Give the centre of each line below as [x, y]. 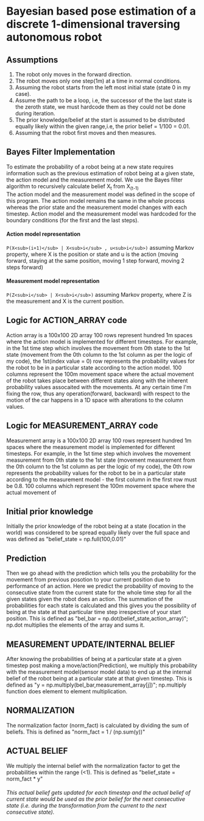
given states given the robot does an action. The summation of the [90, 599]
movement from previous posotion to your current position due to [88, 580]
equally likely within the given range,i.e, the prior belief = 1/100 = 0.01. [103, 126]
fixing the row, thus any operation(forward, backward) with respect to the [98, 393]
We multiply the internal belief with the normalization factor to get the [93, 765]
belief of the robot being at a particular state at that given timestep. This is [99, 679]
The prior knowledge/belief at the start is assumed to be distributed [100, 120]
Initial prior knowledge [50, 512]
